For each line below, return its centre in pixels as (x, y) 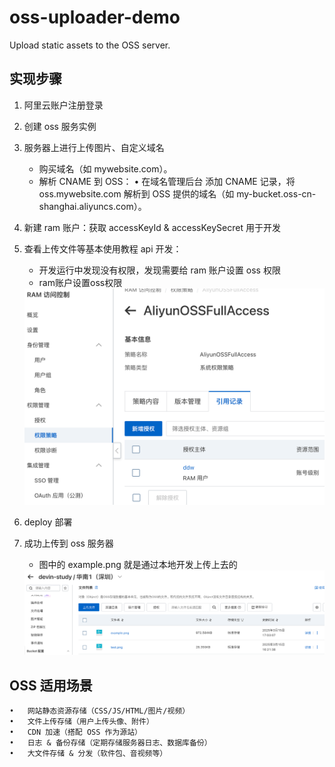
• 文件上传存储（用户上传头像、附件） (81, 722)
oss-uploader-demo (95, 17)
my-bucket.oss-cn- (276, 193)
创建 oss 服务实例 (60, 126)
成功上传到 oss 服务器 (68, 543)
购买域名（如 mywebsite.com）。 (105, 168)
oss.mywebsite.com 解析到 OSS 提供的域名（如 (136, 193)
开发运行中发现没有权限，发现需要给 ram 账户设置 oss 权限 (159, 270)
